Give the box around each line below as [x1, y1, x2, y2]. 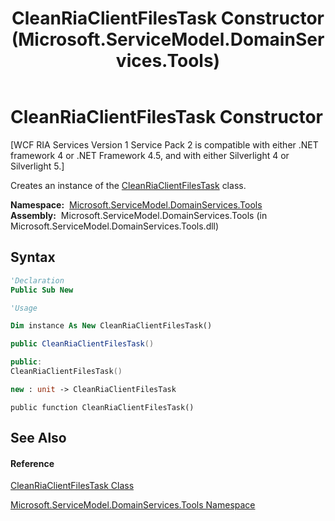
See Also [10, 430, 67, 447]
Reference [10, 457, 55, 469]
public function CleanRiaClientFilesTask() [10, 402, 195, 412]
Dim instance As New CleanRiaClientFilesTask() [10, 321, 213, 331]
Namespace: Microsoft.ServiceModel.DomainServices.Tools [10, 198, 263, 211]
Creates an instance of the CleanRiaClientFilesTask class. [10, 179, 247, 191]
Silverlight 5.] [10, 160, 65, 172]
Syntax [10, 249, 56, 266]
